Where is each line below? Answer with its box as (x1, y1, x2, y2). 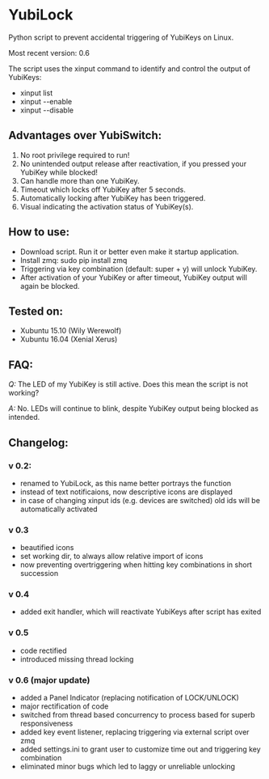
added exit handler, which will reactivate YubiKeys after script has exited (19, 607, 262, 616)
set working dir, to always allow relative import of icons (19, 552, 204, 561)
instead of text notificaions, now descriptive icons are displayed (19, 487, 233, 497)
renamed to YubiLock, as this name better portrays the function (19, 478, 232, 488)
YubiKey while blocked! (19, 167, 99, 177)
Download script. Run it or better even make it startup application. (19, 247, 240, 256)
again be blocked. (19, 281, 80, 290)
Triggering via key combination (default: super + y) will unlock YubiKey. (19, 264, 258, 273)
